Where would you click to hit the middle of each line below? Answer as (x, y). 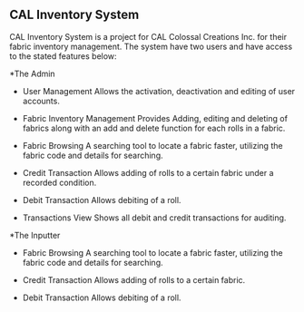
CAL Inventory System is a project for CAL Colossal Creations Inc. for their (148, 36)
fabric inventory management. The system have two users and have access (151, 46)
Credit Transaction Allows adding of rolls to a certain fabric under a (148, 172)
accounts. (41, 101)
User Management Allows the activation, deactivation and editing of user (159, 91)
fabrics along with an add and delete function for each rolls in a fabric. (154, 128)
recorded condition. (59, 182)
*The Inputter (35, 235)
